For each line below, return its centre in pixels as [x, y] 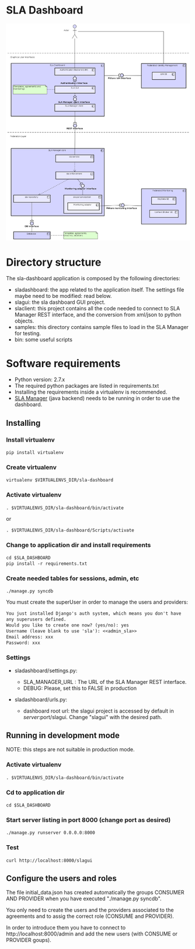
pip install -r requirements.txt [47, 564]
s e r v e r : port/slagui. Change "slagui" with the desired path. [93, 717]
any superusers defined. [36, 619]
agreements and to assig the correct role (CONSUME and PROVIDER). [90, 916]
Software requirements [63, 363]
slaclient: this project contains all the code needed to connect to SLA [97, 309]
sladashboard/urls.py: [41, 699]
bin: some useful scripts [43, 340]
